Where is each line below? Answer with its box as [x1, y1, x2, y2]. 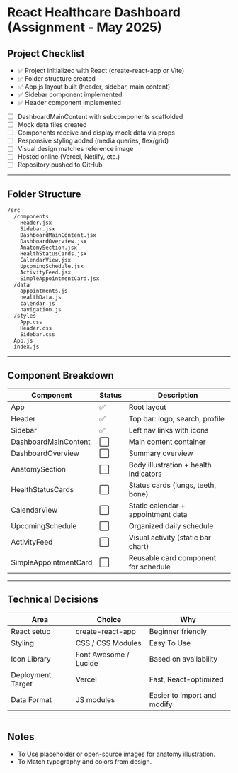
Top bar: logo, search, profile [128, 414, 225, 424]
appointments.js [20, 288, 69, 295]
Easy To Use [149, 638, 191, 647]
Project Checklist [7, 48, 85, 60]
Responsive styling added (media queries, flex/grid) [17, 136, 169, 145]
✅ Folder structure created [17, 74, 96, 82]
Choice [96, 614, 122, 624]
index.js [13, 343, 40, 351]
